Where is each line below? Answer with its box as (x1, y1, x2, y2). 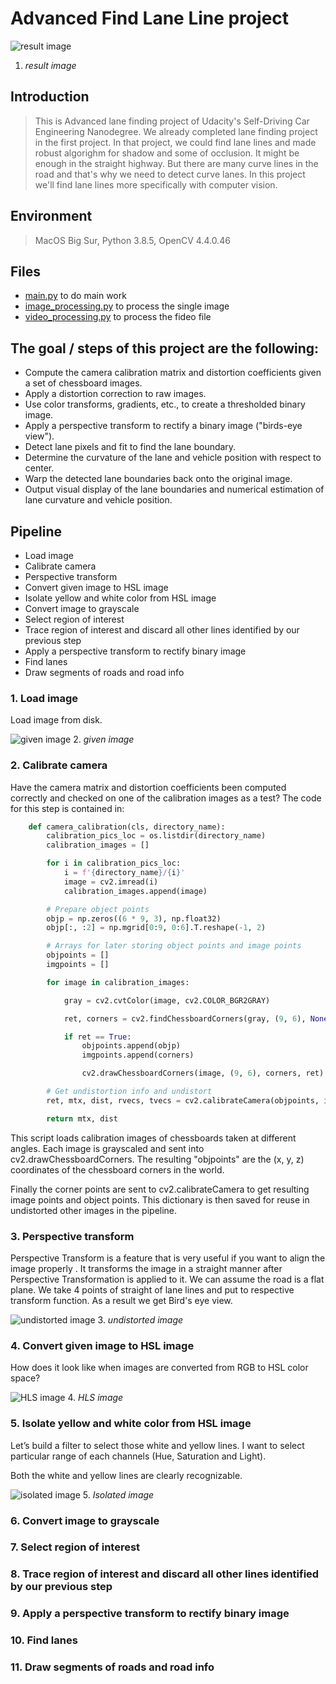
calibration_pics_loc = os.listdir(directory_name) (46, 831, 267, 841)
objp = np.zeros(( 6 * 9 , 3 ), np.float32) (46, 913, 222, 924)
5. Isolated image (82, 1488, 155, 1501)
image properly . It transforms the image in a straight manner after (10, 1263, 283, 1275)
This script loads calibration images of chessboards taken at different (10, 1132, 297, 1144)
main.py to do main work (24, 290, 127, 302)
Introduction (10, 88, 90, 106)
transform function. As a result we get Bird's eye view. (10, 1295, 233, 1307)
